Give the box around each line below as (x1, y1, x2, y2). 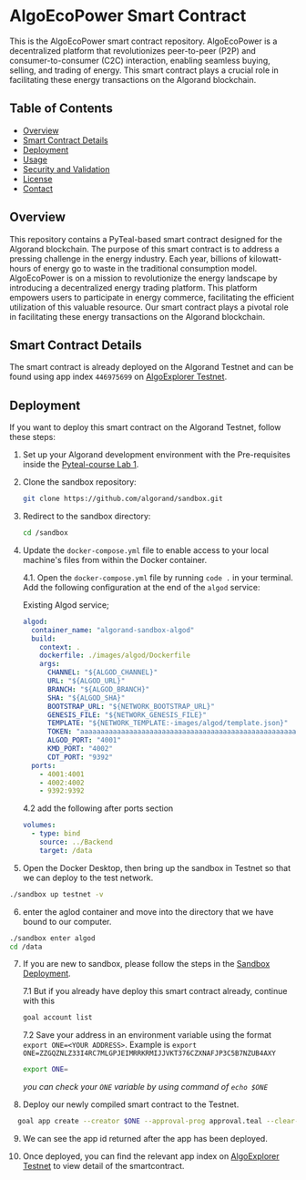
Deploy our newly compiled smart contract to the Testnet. (22, 1099, 240, 1110)
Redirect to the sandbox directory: (22, 511, 151, 522)
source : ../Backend (39, 837, 114, 847)
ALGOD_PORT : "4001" (46, 735, 121, 745)
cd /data (9, 942, 43, 951)
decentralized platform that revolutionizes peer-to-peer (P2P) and (9, 45, 257, 56)
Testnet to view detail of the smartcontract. (22, 1161, 185, 1172)
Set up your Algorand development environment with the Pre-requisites (22, 449, 291, 460)
